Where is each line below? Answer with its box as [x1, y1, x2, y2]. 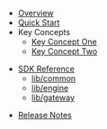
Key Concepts [17, 27, 70, 37]
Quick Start [17, 17, 60, 28]
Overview [17, 8, 54, 18]
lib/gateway [31, 92, 75, 103]
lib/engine [31, 83, 69, 93]
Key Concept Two [31, 46, 98, 57]
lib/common [31, 73, 76, 84]
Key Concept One [31, 36, 97, 47]
